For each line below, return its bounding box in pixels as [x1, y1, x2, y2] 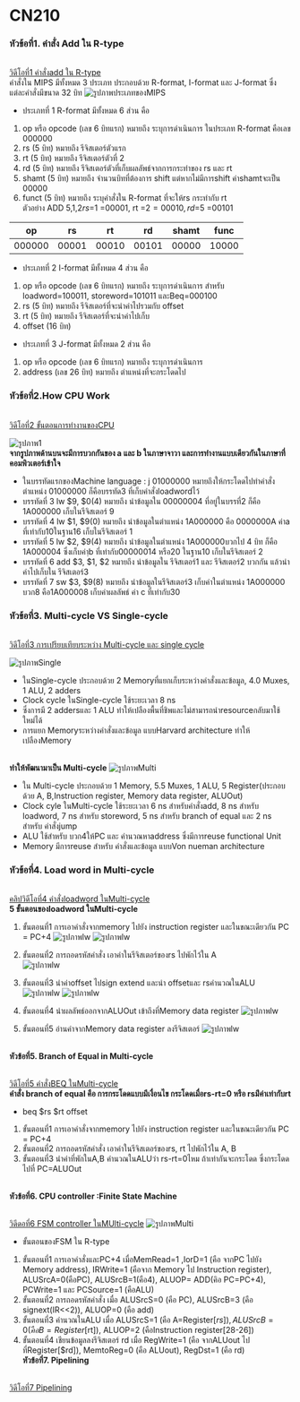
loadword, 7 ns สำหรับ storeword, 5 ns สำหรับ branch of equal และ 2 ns [21, 811, 272, 821]
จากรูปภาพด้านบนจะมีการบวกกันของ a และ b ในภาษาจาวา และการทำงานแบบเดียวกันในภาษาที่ [9, 447, 287, 458]
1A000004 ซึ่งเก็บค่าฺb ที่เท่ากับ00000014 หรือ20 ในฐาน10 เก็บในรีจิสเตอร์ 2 [21, 546, 264, 556]
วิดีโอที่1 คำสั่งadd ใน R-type [9, 67, 101, 78]
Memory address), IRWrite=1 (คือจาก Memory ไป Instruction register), [21, 1264, 272, 1275]
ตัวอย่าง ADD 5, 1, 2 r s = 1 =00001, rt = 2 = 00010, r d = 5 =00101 [21, 202, 234, 213]
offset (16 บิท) [21, 321, 72, 331]
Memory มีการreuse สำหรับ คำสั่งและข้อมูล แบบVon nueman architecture [21, 841, 265, 852]
